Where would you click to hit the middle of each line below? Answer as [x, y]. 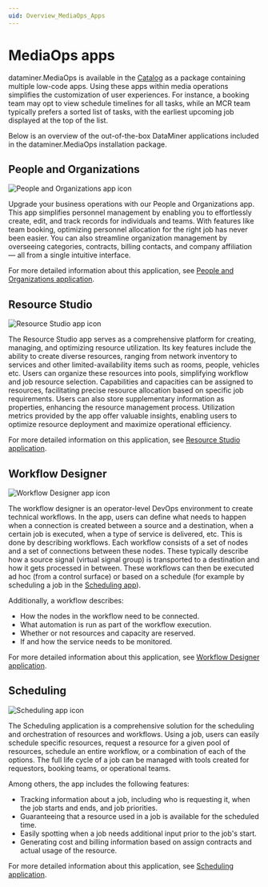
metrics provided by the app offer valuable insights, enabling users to [123, 416]
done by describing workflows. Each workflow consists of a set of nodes [128, 542]
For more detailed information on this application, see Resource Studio [124, 440]
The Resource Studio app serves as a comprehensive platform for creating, [132, 339]
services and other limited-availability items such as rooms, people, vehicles [134, 365]
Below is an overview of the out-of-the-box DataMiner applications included [134, 135]
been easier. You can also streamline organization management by [118, 238]
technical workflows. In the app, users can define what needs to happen [127, 517]
